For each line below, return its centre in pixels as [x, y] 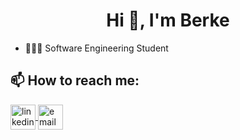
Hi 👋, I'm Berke [168, 20]
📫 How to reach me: [75, 80]
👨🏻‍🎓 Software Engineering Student [96, 48]
